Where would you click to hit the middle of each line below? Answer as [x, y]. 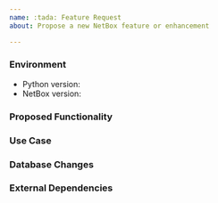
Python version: [51, 84]
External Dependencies [61, 188]
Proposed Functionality [61, 117]
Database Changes [51, 164]
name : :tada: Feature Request [66, 17]
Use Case [30, 141]
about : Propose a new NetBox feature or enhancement [109, 26]
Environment [38, 65]
